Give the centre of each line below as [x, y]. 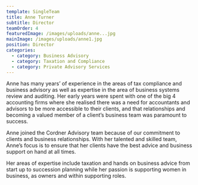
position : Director [30, 45]
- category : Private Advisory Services [61, 67]
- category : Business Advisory [50, 56]
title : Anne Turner [30, 17]
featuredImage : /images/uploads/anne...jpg [61, 34]
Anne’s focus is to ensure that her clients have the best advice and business [99, 145]
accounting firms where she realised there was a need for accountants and [98, 103]
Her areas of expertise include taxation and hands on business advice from [98, 163]
